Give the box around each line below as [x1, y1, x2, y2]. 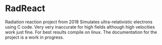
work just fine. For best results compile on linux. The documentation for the [5, 29, 157, 35]
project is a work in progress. [5, 34, 64, 40]
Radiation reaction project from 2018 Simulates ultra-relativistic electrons [5, 19, 153, 25]
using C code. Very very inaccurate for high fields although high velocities [5, 24, 155, 30]
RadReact [5, 3, 46, 14]
